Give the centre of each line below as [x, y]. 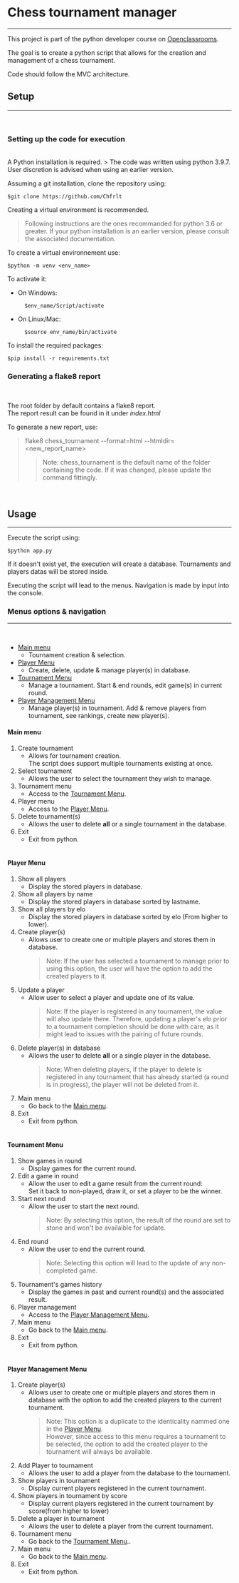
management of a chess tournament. [62, 60]
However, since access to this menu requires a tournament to [136, 1437]
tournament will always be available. [99, 1452]
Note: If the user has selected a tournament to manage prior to [138, 961]
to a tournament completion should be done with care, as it [132, 1026]
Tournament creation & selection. [77, 655]
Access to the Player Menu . [69, 809]
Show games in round [49, 1161]
